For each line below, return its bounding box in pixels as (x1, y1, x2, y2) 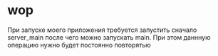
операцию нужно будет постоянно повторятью (7, 40, 151, 49)
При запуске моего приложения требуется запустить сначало (7, 26, 197, 34)
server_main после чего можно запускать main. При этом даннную (7, 33, 211, 41)
